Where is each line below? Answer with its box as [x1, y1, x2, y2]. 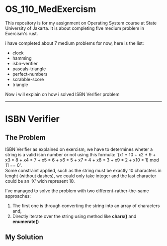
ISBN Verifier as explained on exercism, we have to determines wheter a [5, 146, 153, 152]
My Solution [5, 233, 44, 242]
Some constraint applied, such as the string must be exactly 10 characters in [5, 167, 162, 173]
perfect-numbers [12, 71, 48, 77]
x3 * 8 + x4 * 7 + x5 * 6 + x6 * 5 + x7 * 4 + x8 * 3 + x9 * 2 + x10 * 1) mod [5, 157, 159, 163]
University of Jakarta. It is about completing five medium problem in [5, 25, 144, 31]
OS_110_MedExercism [5, 3, 96, 15]
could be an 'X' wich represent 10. [5, 178, 75, 184]
